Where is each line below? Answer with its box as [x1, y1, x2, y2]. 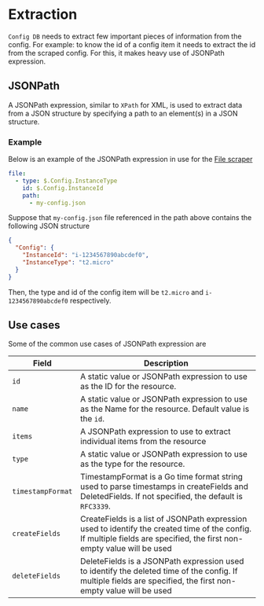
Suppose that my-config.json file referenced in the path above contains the [8, 213, 252, 222]
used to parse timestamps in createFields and [79, 481, 249, 492]
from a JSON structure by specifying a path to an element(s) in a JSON [8, 108, 238, 118]
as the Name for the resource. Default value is [79, 403, 250, 414]
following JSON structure [8, 222, 90, 231]
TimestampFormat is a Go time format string [79, 472, 244, 483]
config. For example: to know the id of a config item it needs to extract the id [8, 39, 256, 49]
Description [144, 358, 189, 369]
